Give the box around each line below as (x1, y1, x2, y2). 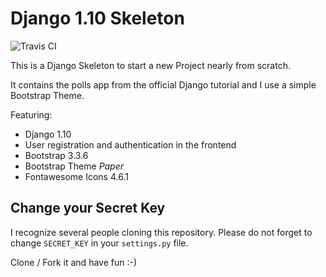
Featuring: (10, 108, 53, 121)
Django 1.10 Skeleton (10, 7, 185, 30)
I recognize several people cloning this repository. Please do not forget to (10, 226, 313, 238)
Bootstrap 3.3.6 (24, 149, 89, 161)
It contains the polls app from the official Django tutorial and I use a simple (10, 78, 317, 91)
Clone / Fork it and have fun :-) (10, 256, 138, 268)
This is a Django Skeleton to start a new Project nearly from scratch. (10, 59, 291, 71)
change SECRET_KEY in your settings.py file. (10, 237, 189, 249)
